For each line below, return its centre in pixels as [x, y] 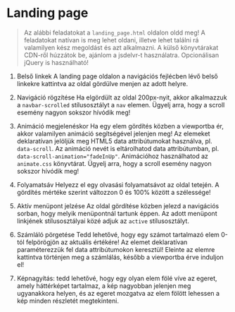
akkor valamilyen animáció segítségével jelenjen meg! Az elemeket [113, 133]
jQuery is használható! [56, 62]
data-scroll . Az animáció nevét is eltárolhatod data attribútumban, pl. [118, 148]
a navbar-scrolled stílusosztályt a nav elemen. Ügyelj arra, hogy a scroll [121, 104]
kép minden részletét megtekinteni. [68, 301]
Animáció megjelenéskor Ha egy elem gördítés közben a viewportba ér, [120, 126]
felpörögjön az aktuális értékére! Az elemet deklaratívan [107, 242]
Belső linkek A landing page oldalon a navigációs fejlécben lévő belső [118, 76]
